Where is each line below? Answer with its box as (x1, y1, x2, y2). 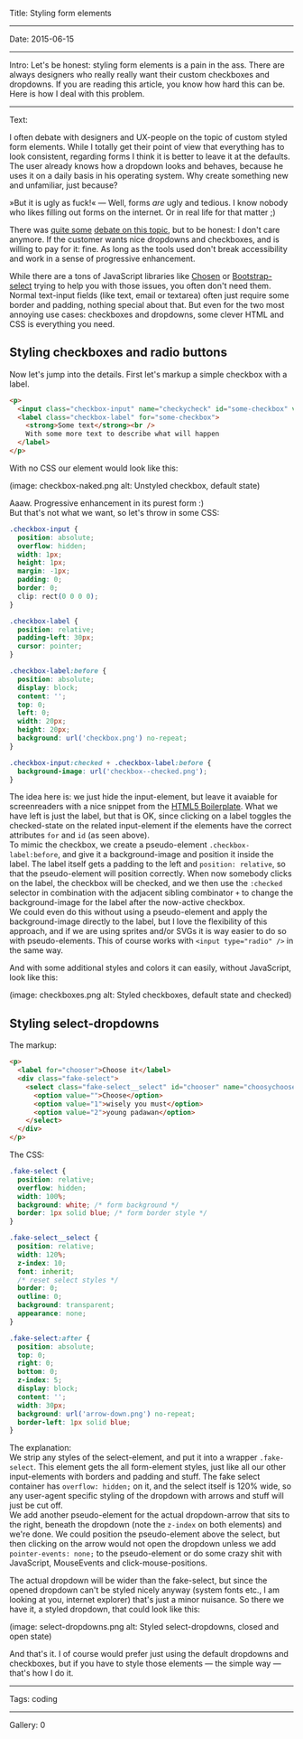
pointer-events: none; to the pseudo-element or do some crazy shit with (9, 1548, 282, 1559)
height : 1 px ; (17, 558, 67, 567)
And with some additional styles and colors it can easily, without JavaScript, (9, 962, 291, 974)
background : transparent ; (17, 1301, 115, 1310)
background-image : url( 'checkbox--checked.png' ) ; (17, 767, 207, 776)
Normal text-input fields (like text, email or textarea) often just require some (9, 290, 289, 301)
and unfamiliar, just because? (9, 180, 118, 191)
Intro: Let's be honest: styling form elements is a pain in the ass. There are (9, 60, 286, 70)
